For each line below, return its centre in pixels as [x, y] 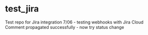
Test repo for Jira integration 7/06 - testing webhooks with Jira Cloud [74, 22]
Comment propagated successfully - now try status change [65, 27]
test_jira [22, 9]
